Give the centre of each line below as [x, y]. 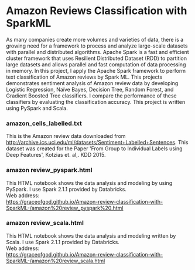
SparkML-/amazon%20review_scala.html [56, 261]
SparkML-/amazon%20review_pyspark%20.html [65, 208]
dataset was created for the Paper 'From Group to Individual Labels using [94, 148]
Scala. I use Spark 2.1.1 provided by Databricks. [63, 242]
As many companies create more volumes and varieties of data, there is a [95, 39]
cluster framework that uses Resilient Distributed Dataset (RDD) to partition [97, 58]
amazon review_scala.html [45, 223]
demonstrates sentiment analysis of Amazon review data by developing [92, 83]
